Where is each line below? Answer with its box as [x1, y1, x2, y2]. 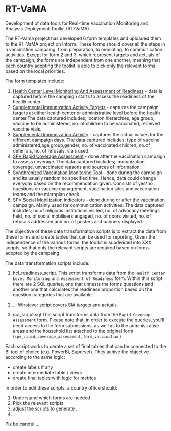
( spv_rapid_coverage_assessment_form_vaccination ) [12, 333, 121, 339]
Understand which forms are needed [12, 395, 90, 401]
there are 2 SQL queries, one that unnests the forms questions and [12, 281, 153, 287]
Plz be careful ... [5, 421, 40, 427]
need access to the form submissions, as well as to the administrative [12, 322, 159, 328]
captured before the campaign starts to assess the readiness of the [12, 93, 155, 99]
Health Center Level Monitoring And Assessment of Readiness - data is [12, 88, 162, 94]
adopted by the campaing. [5, 250, 61, 256]
